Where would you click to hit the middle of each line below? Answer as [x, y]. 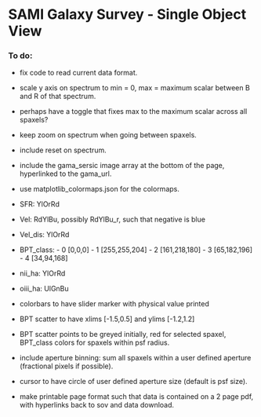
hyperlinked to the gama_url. [65, 174]
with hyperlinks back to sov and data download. [97, 405]
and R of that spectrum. [58, 97]
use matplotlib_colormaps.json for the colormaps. [100, 189]
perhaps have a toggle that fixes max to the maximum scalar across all [133, 112]
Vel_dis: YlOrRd [44, 235]
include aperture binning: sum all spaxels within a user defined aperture [135, 358]
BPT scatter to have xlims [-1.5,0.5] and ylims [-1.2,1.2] [107, 319]
